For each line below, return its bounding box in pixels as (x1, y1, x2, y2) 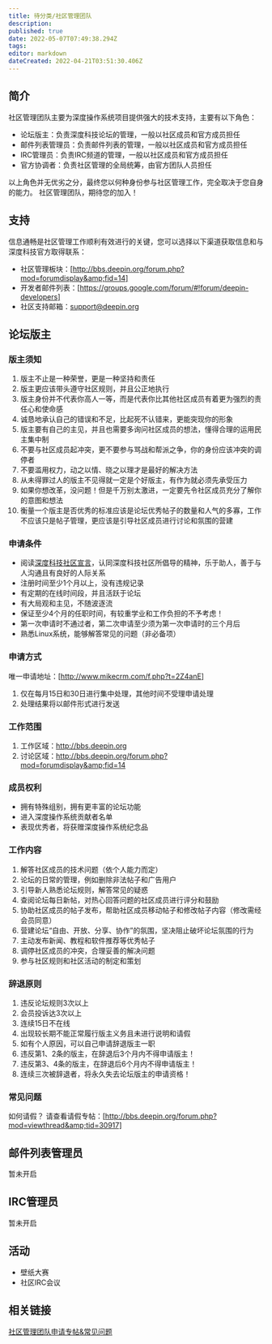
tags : (8, 42, 27, 50)
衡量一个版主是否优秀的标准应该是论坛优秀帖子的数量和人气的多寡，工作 (19, 506, 261, 515)
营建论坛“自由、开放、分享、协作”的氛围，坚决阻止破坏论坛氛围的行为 (19, 925, 254, 935)
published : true (8, 27, 63, 35)
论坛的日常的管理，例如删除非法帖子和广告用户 (19, 874, 176, 885)
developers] (19, 291, 61, 301)
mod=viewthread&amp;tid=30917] (8, 1121, 122, 1131)
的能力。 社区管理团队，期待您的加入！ (8, 187, 138, 197)
